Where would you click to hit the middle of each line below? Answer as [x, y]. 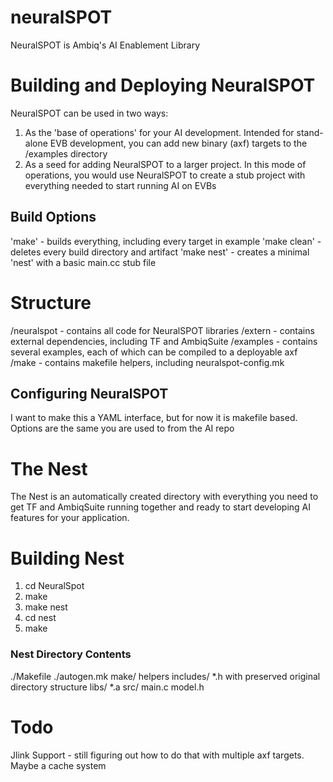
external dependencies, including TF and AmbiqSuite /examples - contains [164, 341]
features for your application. [70, 518]
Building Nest [67, 558]
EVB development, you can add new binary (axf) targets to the [178, 143]
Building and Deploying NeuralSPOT [163, 85]
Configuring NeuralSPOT [89, 394]
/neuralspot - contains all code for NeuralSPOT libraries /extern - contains [162, 330]
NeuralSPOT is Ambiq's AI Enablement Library [105, 45]
